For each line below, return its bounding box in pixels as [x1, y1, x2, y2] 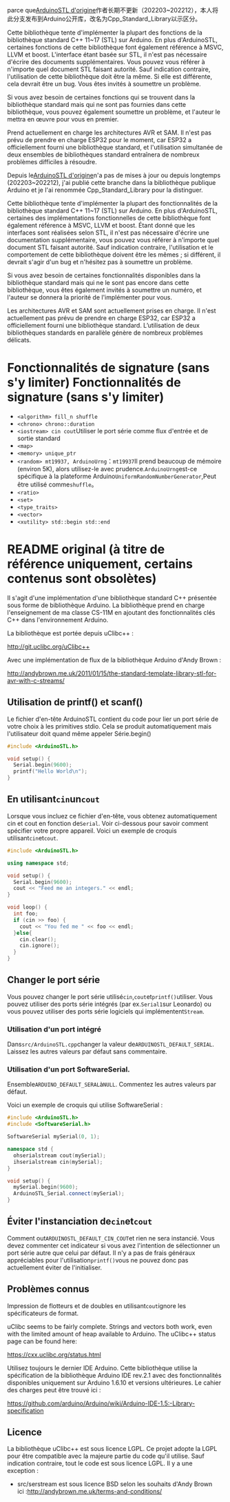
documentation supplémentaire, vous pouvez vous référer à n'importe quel [7, 236, 220, 244]
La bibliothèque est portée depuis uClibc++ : [7, 629, 134, 637]
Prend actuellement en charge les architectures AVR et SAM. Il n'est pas [7, 128, 212, 137]
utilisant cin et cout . [7, 833, 59, 842]
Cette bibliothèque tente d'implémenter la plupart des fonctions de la [7, 28, 203, 37]
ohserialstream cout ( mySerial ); [13, 1152, 107, 1159]
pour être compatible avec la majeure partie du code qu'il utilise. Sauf [7, 1452, 205, 1461]
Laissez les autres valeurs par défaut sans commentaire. [7, 1047, 167, 1056]
